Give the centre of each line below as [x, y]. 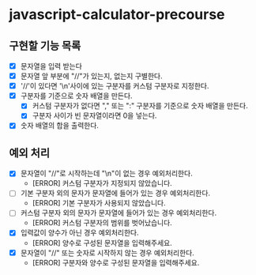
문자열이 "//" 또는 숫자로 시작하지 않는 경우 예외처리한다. [107, 252]
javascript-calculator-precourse [117, 15]
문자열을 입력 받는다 [51, 66]
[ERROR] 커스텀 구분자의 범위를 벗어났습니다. [102, 223]
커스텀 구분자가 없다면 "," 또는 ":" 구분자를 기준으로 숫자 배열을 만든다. [140, 106]
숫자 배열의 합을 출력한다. [60, 126]
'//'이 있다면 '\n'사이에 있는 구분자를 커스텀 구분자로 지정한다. [115, 86]
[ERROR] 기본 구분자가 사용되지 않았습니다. [99, 203]
